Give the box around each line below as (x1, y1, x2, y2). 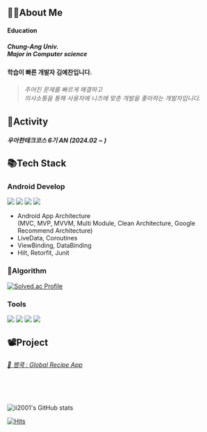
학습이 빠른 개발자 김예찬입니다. (7, 67, 92, 76)
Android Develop (7, 182, 65, 192)
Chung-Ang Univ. (7, 42, 59, 51)
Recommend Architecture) (17, 226, 93, 235)
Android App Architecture (17, 212, 91, 220)
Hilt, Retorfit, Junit (17, 249, 69, 257)
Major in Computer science (7, 49, 88, 58)
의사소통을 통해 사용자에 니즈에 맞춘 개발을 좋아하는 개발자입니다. (24, 94, 201, 102)
